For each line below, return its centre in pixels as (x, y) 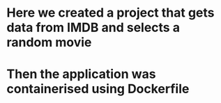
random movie (49, 42)
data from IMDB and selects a (93, 27)
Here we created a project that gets (110, 13)
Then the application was (81, 74)
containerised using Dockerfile (98, 89)
